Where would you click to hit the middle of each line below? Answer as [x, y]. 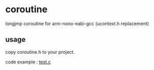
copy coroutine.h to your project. [40, 52]
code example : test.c [28, 62]
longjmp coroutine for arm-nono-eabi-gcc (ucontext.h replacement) [77, 24]
